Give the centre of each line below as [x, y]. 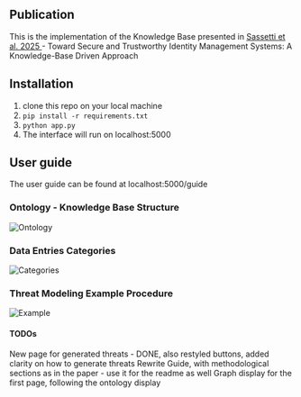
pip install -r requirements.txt [85, 116]
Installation [41, 84]
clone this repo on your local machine [92, 105]
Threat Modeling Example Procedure [91, 293]
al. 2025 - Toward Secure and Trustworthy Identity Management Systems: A [151, 46]
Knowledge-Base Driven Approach [74, 55]
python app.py [49, 125]
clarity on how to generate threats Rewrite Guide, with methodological [139, 363]
